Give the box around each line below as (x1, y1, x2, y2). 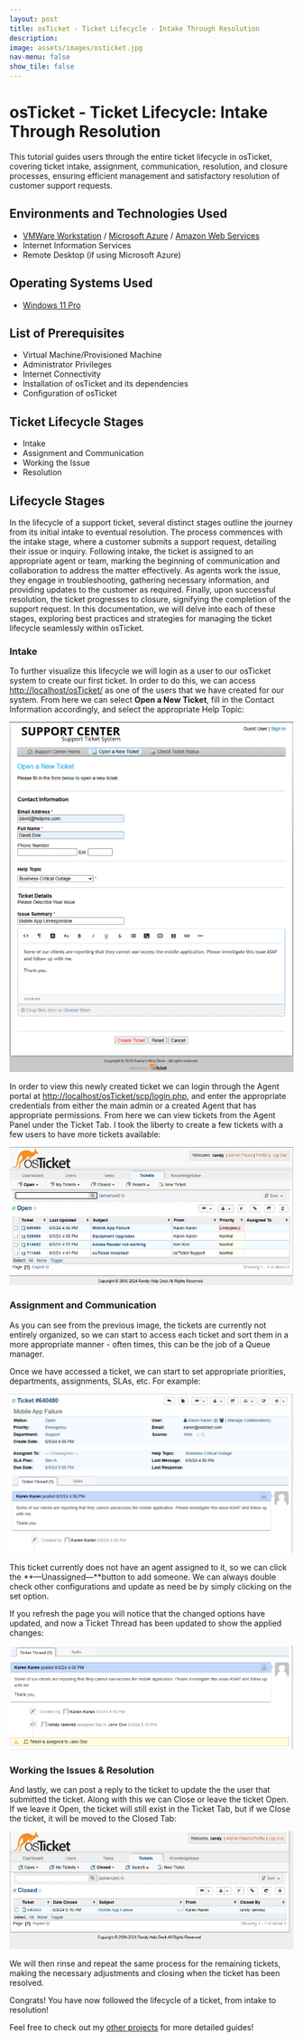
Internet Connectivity (22, 368, 102, 379)
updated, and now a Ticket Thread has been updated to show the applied (9, 1618, 282, 1628)
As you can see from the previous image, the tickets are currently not (9, 1319, 267, 1330)
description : (9, 33, 59, 42)
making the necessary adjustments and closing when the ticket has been (9, 1968, 280, 1979)
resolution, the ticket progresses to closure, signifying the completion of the (9, 594, 291, 604)
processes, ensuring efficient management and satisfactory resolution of (9, 170, 280, 181)
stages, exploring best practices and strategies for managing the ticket (9, 613, 272, 623)
